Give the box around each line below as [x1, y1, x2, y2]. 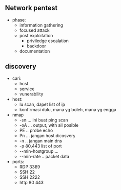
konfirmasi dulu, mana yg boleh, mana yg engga [19, 106, 116, 112]
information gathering [19, 22, 63, 28]
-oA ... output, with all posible [19, 122, 79, 128]
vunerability [19, 91, 43, 97]
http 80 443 [19, 179, 44, 185]
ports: [12, 159, 24, 165]
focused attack [19, 27, 50, 33]
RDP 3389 [19, 164, 40, 169]
